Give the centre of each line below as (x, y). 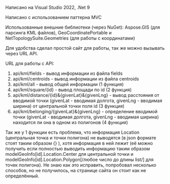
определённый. (22, 176)
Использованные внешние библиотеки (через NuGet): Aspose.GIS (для (83, 27)
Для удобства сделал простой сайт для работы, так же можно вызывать (85, 48)
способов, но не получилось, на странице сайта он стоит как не (76, 170)
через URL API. (22, 54)
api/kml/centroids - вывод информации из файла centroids (76, 79)
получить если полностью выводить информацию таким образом (78, 149)
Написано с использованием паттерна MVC (54, 17)
